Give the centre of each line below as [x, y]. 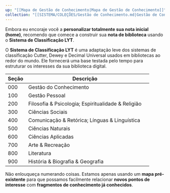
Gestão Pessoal [47, 95]
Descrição [85, 78]
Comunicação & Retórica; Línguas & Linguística [84, 120]
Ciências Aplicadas [51, 137]
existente [15, 179]
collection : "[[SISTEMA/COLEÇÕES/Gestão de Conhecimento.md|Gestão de [81, 15]
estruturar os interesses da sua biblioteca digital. [56, 66]
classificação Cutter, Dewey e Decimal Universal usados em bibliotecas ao [83, 55]
